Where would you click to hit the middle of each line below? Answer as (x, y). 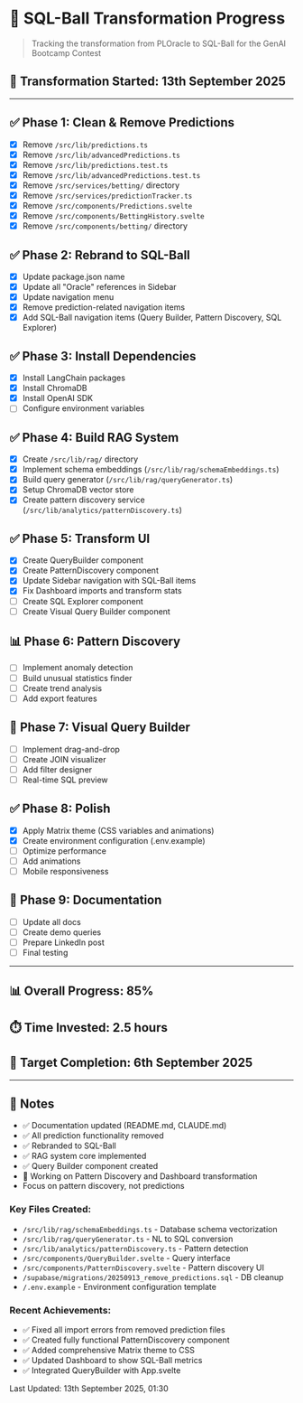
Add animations (51, 861)
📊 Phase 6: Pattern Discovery (95, 642)
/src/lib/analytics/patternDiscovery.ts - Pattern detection (135, 1248)
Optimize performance (64, 851)
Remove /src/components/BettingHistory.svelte (113, 215)
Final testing (45, 952)
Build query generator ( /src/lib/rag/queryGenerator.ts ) (128, 480)
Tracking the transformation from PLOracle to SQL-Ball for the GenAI (159, 43)
